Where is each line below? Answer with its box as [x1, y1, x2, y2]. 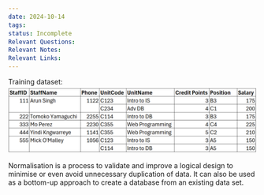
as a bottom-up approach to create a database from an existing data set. [8, 178, 244, 187]
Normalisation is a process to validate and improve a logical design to [8, 160, 234, 170]
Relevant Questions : [8, 38, 76, 46]
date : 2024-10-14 [8, 13, 65, 21]
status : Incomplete [8, 29, 73, 37]
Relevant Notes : [8, 46, 61, 54]
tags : [8, 21, 26, 29]
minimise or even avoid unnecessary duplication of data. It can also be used [8, 169, 255, 178]
